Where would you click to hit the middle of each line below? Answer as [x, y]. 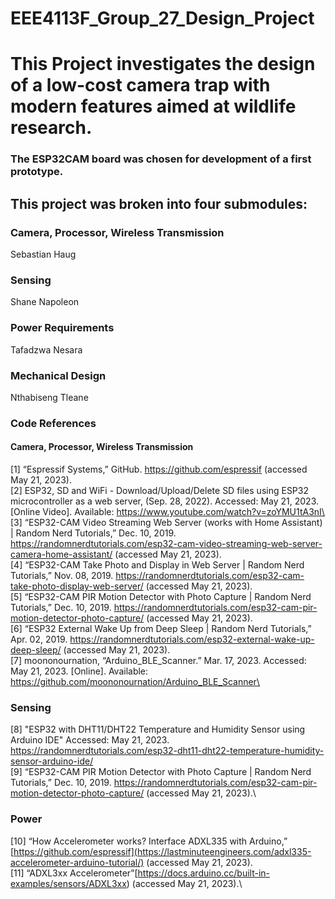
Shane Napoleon [45, 302]
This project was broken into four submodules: [159, 203]
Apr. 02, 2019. [39, 639]
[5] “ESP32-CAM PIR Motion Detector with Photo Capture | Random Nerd [161, 596]
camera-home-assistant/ [61, 554]
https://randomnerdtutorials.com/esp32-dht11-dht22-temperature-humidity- [167, 751]
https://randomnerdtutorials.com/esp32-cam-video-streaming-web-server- [166, 543]
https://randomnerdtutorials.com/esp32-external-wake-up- [192, 639]
